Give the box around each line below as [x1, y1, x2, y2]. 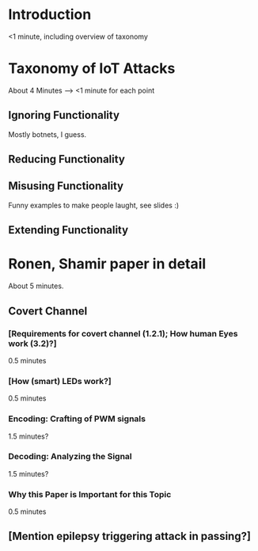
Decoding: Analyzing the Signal [8, 451, 132, 462]
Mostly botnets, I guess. [8, 129, 87, 139]
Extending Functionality [8, 223, 129, 237]
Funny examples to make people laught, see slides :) [8, 200, 180, 210]
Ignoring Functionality [8, 108, 120, 122]
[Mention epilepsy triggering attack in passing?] [8, 530, 252, 543]
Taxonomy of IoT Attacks [8, 59, 176, 78]
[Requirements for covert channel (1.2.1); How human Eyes [8, 328, 238, 339]
